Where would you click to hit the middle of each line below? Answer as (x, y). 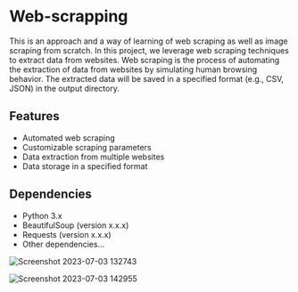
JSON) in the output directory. (65, 88)
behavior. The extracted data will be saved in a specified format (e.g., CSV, (146, 78)
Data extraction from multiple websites (93, 157)
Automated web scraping (69, 138)
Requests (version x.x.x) (66, 234)
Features (34, 116)
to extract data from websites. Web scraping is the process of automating (145, 60)
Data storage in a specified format (85, 166)
